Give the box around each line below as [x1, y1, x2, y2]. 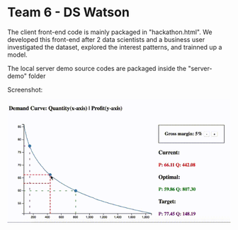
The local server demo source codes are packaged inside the [7, 64, 187, 72]
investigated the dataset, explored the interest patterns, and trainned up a [7, 43, 222, 51]
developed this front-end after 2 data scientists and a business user [7, 35, 205, 43]
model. [7, 50, 28, 59]
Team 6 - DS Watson [7, 4, 130, 21]
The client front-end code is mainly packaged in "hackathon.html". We [7, 28, 212, 36]
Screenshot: [7, 85, 43, 94]
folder [28, 72, 46, 80]
